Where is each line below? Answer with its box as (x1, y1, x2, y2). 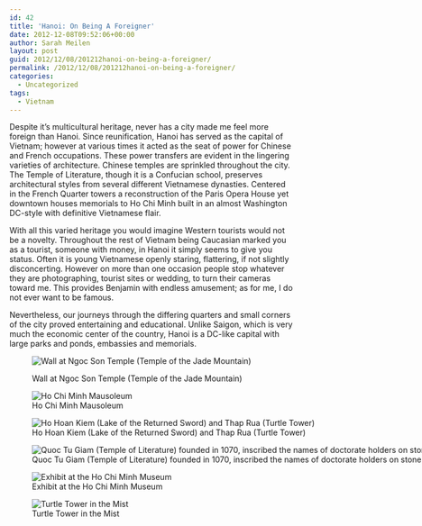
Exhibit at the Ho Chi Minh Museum (32, 481, 163, 492)
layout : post (9, 47, 59, 56)
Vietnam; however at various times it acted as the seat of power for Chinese (9, 141, 291, 151)
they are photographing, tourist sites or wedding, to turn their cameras (9, 273, 271, 284)
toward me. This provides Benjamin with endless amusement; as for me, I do (9, 283, 293, 294)
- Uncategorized (17, 80, 78, 89)
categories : (9, 72, 54, 81)
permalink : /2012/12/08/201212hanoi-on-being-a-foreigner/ (9, 64, 236, 73)
